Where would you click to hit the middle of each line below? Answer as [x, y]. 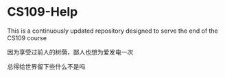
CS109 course [27, 37]
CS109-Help [43, 12]
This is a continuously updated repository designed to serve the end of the [113, 31]
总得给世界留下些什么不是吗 [46, 66]
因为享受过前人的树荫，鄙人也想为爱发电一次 [70, 52]
